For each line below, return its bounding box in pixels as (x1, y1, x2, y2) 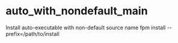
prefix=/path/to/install (5, 30, 60, 37)
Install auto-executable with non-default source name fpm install (5, 24, 166, 31)
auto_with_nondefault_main (5, 4, 148, 18)
